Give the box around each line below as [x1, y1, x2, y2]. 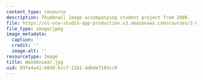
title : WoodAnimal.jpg [6, 59, 63, 65]
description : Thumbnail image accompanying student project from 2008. [6, 14, 190, 20]
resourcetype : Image [6, 54, 59, 60]
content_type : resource [6, 8, 66, 15]
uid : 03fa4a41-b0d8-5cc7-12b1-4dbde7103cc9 [6, 64, 118, 71]
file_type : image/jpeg [6, 25, 63, 32]
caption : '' [11, 37, 42, 43]
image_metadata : [6, 31, 47, 37]
